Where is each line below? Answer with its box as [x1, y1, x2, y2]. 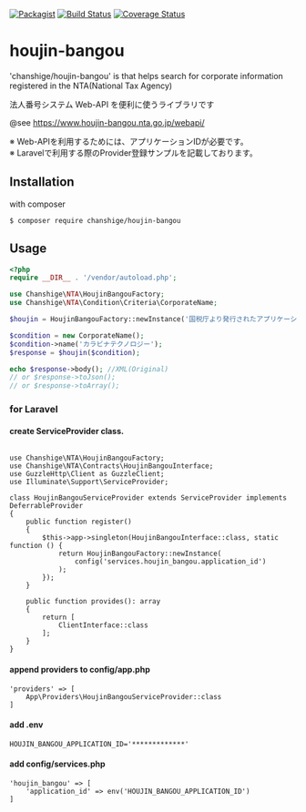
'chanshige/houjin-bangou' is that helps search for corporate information [9, 70, 284, 81]
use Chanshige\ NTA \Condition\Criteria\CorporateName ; [9, 299, 219, 308]
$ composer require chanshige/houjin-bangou [9, 216, 181, 225]
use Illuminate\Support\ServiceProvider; [9, 478, 169, 487]
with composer [9, 198, 66, 209]
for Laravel [9, 403, 58, 416]
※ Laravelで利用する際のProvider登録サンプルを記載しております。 [9, 147, 258, 158]
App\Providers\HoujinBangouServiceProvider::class [25, 692, 222, 701]
